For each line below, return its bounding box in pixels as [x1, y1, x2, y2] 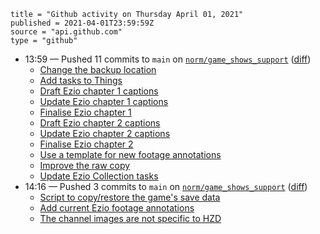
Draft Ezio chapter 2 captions [39, 117, 161, 129]
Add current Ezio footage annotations [39, 202, 195, 214]
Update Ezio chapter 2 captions [39, 128, 171, 139]
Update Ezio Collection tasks [39, 170, 159, 182]
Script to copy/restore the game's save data [39, 191, 221, 203]
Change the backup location [39, 64, 157, 75]
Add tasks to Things [39, 75, 123, 86]
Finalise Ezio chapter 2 [39, 138, 134, 150]
